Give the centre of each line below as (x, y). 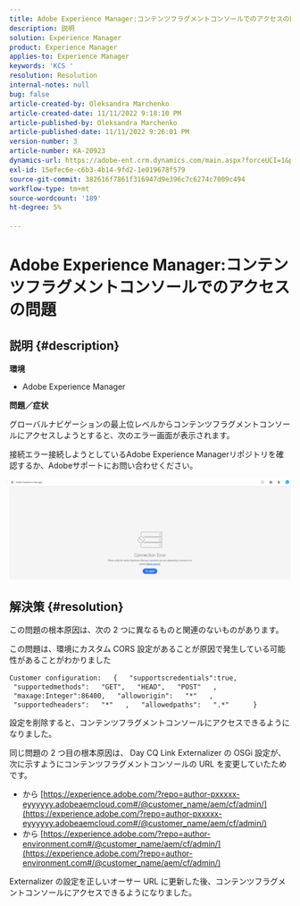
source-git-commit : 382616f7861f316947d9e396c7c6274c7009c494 (127, 179)
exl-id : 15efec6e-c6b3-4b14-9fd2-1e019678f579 (97, 170)
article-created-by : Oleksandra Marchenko (89, 104)
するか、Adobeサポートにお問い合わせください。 (107, 466)
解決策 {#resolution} (67, 607)
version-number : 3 (43, 142)
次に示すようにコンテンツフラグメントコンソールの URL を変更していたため (148, 764)
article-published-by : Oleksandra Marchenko (93, 123)
